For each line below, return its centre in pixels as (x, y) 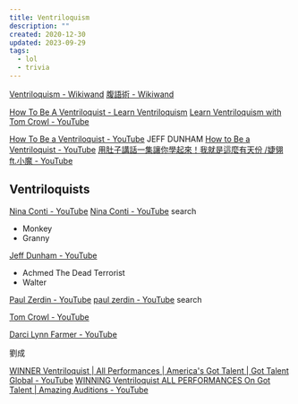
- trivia (34, 68)
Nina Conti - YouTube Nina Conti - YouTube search (103, 211)
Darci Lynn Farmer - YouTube (64, 334)
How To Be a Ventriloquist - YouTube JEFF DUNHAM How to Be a (130, 139)
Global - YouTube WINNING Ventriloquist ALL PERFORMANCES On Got (140, 380)
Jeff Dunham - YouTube (53, 255)
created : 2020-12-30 (48, 34)
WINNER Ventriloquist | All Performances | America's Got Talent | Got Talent (149, 370)
